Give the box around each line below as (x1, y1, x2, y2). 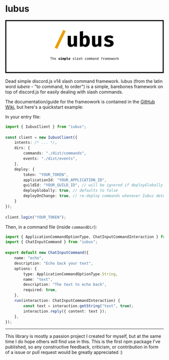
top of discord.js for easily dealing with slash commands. (5, 89, 123, 95)
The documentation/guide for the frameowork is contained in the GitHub (5, 98, 155, 105)
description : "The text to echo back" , (23, 282, 107, 287)
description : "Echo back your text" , (14, 261, 94, 266)
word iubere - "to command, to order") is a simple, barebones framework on (5, 83, 163, 89)
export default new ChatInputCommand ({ (5, 250, 89, 255)
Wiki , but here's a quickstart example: (5, 104, 83, 110)
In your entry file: (5, 114, 41, 120)
